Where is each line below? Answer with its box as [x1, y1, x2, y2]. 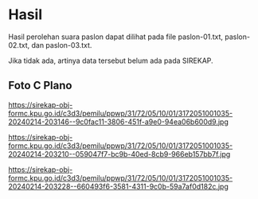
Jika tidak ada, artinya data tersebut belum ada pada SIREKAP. [8, 56, 213, 65]
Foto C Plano [8, 79, 72, 92]
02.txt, [8, 40, 30, 49]
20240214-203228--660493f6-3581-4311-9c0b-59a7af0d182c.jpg [8, 181, 229, 191]
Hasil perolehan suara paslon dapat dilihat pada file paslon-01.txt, [8, 32, 224, 41]
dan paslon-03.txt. [31, 40, 92, 49]
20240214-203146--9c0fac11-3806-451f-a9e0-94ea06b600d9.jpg [8, 117, 229, 127]
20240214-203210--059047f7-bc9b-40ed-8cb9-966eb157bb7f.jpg [8, 149, 231, 158]
